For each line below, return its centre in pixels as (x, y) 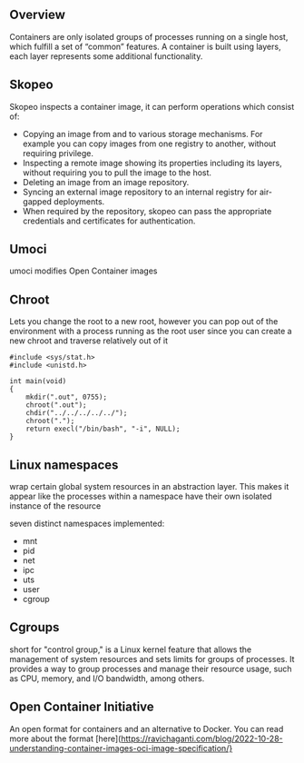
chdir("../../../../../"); (77, 413)
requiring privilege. (58, 153)
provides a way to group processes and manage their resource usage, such (151, 669)
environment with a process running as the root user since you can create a (151, 332)
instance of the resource (55, 506)
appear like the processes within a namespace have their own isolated (141, 496)
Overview (38, 15)
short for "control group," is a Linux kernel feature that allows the (131, 649)
